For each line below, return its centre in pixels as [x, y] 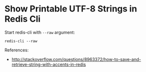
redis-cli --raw [21, 41]
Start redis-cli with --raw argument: [40, 32]
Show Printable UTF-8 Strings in [71, 9]
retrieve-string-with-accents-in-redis [49, 64]
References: [16, 50]
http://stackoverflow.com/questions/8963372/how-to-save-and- [76, 59]
